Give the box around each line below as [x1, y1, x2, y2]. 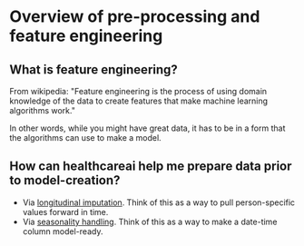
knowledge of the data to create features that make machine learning [9, 95, 269, 106]
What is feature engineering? [9, 62, 179, 77]
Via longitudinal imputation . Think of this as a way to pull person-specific [22, 197, 296, 208]
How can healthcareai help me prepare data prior [9, 159, 292, 174]
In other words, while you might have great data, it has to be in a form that [9, 123, 286, 133]
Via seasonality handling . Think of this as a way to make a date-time [22, 216, 278, 227]
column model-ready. [22, 225, 103, 237]
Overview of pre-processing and [9, 6, 260, 27]
